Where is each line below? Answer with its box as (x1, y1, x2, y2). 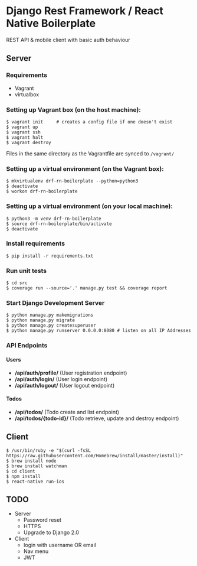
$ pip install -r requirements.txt (6, 253, 94, 259)
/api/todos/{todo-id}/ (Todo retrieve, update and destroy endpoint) (14, 415, 179, 422)
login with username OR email (23, 542, 96, 549)
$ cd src (6, 280, 28, 286)
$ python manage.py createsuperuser (6, 323, 96, 328)
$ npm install (6, 473, 41, 479)
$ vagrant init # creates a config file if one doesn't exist (6, 119, 173, 125)
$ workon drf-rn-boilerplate (6, 188, 78, 194)
